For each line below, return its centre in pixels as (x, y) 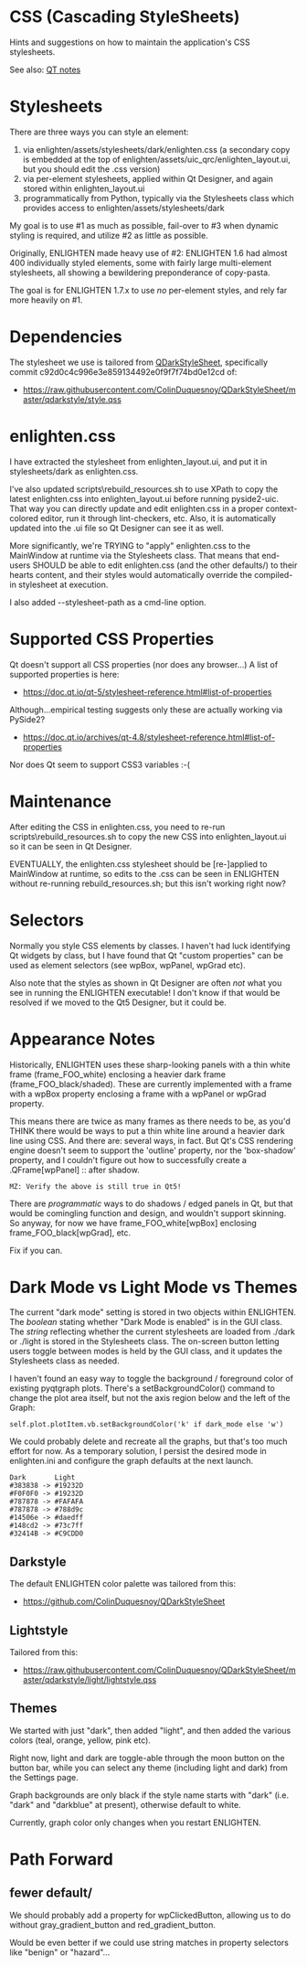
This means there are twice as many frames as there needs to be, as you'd (150, 1121)
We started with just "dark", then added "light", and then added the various (150, 1730)
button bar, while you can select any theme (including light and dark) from (148, 1768)
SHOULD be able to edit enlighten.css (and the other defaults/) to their (165, 565)
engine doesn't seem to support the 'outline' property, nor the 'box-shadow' (153, 1150)
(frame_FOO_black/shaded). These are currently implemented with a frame (151, 1084)
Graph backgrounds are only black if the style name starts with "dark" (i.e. (149, 1795)
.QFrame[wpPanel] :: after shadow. (74, 1170)
